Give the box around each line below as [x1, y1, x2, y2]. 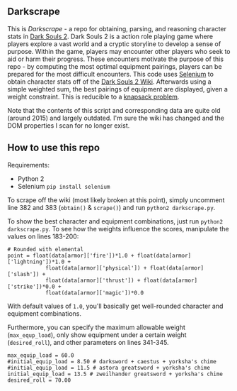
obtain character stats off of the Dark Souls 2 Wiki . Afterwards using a [7, 77, 212, 86]
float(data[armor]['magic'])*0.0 [45, 289, 144, 297]
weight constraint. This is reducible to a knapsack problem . [7, 92, 180, 101]
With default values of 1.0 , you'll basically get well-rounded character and [7, 302, 224, 310]
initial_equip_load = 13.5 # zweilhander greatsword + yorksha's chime [7, 370, 223, 378]
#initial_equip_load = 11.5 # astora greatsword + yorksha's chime [7, 364, 211, 371]
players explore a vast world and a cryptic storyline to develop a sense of [7, 39, 221, 48]
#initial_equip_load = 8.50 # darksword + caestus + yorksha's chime [7, 358, 217, 365]
